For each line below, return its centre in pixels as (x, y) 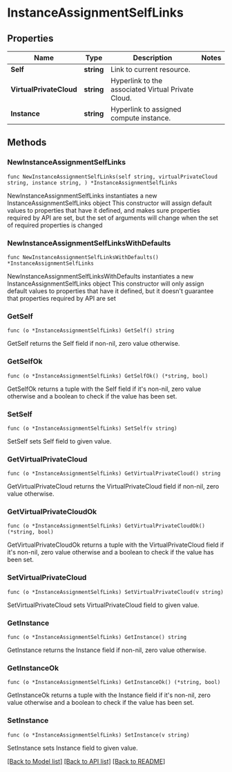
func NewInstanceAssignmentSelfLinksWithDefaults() (83, 257)
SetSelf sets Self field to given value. (59, 441)
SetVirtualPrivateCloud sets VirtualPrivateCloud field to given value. (103, 605)
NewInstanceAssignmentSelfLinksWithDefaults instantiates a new (100, 276)
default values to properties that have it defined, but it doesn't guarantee (110, 291)
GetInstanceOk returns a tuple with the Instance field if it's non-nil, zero (109, 695)
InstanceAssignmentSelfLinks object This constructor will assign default (109, 203)
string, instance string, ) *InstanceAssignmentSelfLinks (92, 183)
